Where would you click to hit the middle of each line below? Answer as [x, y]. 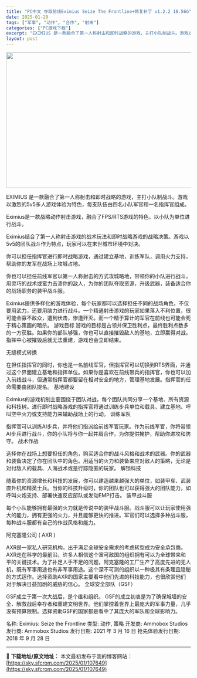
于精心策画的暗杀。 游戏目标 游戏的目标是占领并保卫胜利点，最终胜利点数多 [97, 325]
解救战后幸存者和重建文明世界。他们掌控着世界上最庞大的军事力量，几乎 [103, 604]
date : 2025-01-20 [27, 17]
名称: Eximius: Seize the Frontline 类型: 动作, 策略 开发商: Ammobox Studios [97, 623]
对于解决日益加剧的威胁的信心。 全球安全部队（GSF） [71, 584]
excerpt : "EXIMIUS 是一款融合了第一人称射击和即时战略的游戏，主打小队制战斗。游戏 [97, 33]
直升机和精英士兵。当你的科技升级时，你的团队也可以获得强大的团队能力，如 [98, 488]
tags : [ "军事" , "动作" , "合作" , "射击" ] [52, 22]
